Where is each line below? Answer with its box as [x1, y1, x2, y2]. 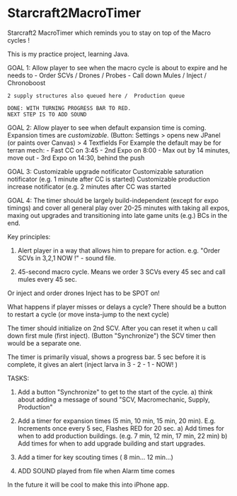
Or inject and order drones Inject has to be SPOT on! [7, 289, 161, 297]
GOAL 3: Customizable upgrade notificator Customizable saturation [7, 167, 204, 175]
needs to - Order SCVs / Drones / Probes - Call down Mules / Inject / [7, 71, 207, 79]
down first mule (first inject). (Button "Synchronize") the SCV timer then [7, 331, 216, 340]
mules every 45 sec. [17, 275, 78, 283]
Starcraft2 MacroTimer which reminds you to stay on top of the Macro [7, 28, 211, 37]
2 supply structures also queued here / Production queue [7, 92, 185, 99]
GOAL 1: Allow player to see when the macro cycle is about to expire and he [7, 63, 228, 72]
